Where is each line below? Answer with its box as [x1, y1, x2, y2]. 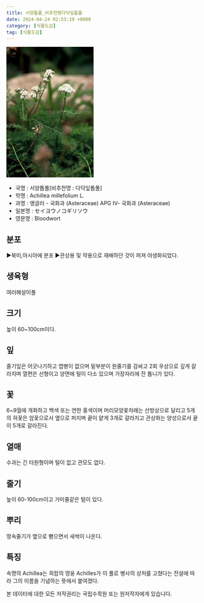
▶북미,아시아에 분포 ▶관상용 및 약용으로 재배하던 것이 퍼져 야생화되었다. [6, 252, 178, 259]
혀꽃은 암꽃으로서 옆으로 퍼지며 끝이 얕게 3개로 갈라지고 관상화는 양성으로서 [12, 414, 192, 421]
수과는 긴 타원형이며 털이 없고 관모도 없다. [6, 459, 105, 466]
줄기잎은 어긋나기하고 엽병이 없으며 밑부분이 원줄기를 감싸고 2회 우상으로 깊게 [6, 362, 190, 370]
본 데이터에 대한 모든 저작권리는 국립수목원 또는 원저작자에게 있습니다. [6, 590, 172, 597]
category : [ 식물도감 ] [6, 23, 56, 29]
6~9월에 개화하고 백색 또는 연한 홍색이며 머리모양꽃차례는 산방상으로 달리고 [6, 407, 186, 414]
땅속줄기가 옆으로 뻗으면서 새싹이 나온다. [6, 532, 102, 540]
